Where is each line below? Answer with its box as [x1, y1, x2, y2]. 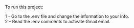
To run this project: [5, 4, 43, 10]
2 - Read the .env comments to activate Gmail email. [5, 19, 111, 24]
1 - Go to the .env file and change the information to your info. [5, 14, 130, 19]
